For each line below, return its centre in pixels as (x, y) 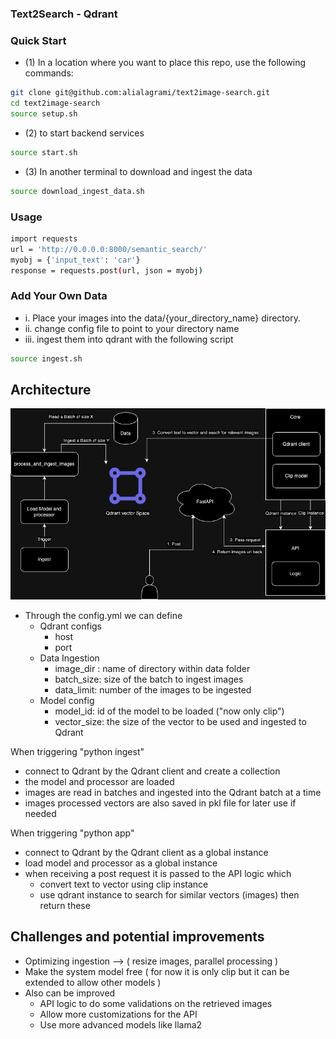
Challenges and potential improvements (137, 937)
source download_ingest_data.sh (77, 191)
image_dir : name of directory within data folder (152, 668)
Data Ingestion (69, 658)
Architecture (51, 389)
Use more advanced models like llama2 (121, 1024)
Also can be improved (70, 993)
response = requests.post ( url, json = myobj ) (106, 270)
